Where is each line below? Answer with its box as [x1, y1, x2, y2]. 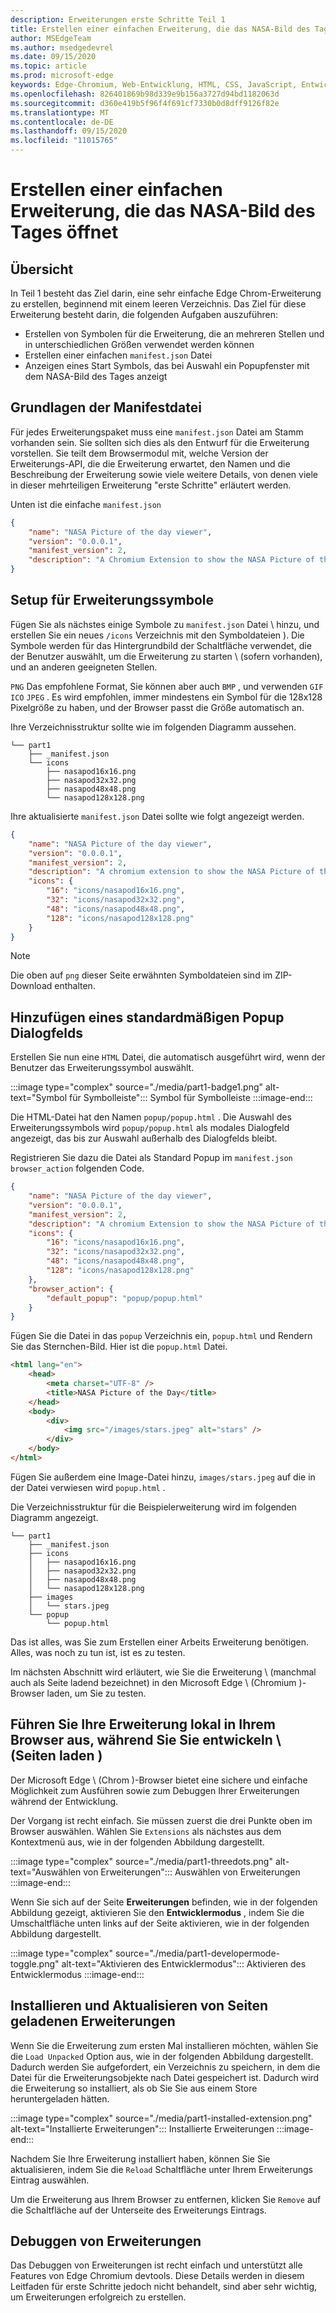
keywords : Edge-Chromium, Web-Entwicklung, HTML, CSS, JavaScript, [10, 80, 298, 90]
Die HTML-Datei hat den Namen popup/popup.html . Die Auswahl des [10, 1111, 292, 1123]
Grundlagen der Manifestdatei [10, 399, 202, 416]
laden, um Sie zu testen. [46, 1687, 147, 1699]
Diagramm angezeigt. [10, 1511, 99, 1523]
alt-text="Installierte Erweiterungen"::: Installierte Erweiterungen [10, 2122, 275, 2135]
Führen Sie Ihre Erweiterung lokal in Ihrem [10, 1716, 276, 1733]
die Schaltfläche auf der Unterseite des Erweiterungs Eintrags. [10, 2204, 267, 2216]
